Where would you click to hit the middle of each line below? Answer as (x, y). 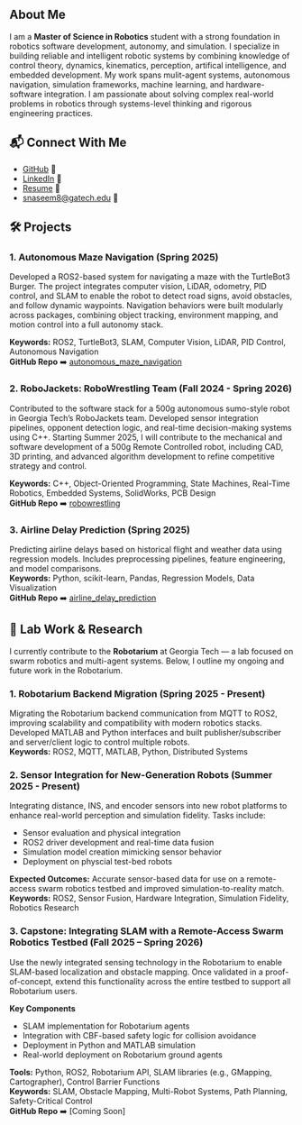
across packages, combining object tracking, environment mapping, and (144, 316)
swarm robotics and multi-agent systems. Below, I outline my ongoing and (147, 661)
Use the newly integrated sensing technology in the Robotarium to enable (146, 962)
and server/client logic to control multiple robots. (100, 742)
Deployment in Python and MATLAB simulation (109, 1045)
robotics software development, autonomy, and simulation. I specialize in (145, 46)
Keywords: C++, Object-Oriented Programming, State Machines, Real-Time (150, 483)
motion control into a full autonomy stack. (87, 325)
